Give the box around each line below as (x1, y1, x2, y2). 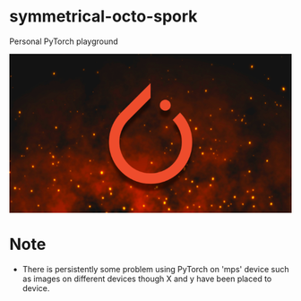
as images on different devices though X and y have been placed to (21, 273, 272, 284)
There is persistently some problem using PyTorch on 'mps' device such (21, 263, 289, 274)
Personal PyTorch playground (9, 36, 118, 47)
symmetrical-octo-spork (9, 6, 198, 27)
